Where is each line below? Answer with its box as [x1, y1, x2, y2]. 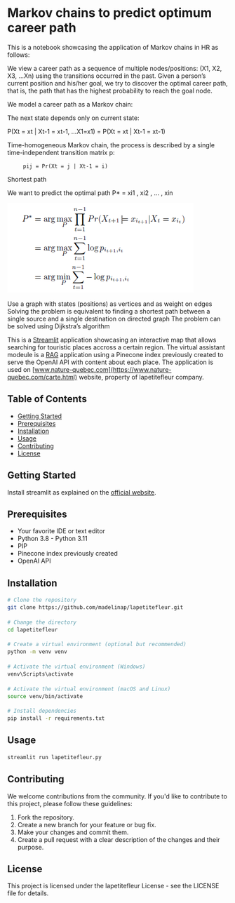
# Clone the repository [7, 596, 77, 604]
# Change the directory [7, 619, 77, 626]
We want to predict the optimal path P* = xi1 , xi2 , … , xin [7, 188, 173, 197]
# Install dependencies [7, 707, 77, 715]
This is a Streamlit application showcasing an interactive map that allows [7, 335, 217, 344]
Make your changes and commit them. [17, 828, 129, 836]
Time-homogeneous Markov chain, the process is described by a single [7, 140, 215, 149]
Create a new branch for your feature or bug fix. [17, 820, 156, 829]
